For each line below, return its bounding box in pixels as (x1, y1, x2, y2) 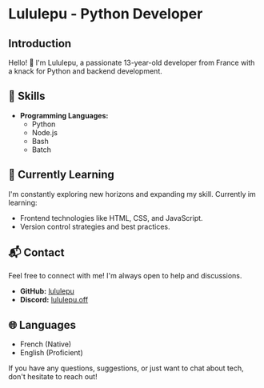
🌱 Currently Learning (8, 168, 114, 182)
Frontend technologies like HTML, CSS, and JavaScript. (19, 213, 203, 222)
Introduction (8, 37, 72, 50)
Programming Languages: (19, 110, 109, 120)
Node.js (31, 127, 58, 137)
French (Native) (19, 339, 72, 349)
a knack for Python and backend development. (8, 66, 162, 76)
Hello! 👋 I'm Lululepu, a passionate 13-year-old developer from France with (8, 58, 255, 67)
